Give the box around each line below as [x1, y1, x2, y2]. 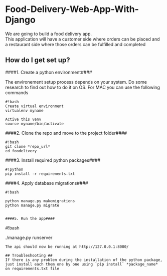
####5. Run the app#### [5, 216, 55, 221]
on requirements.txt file [5, 266, 59, 271]
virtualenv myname [5, 108, 44, 113]
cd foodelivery [5, 148, 37, 153]
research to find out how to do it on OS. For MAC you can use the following [5, 84, 160, 90]
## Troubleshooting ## [5, 253, 53, 258]
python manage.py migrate [5, 203, 59, 208]
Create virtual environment [5, 104, 64, 109]
